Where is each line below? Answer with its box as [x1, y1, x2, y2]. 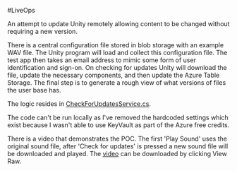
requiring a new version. [7, 28, 78, 35]
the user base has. [7, 86, 61, 94]
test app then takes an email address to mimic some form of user [7, 56, 196, 64]
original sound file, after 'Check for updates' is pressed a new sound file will [7, 142, 229, 151]
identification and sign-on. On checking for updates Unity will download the [7, 64, 227, 71]
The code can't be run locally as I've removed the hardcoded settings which [7, 113, 229, 122]
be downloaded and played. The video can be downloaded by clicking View [7, 150, 227, 158]
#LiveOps [7, 6, 35, 14]
